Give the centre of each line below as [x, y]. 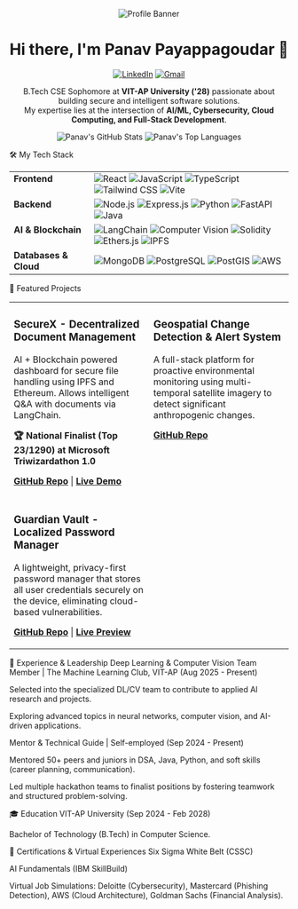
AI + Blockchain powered [66, 360]
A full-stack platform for [204, 360]
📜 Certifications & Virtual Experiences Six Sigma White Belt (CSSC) [131, 851]
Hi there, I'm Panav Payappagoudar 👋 [149, 50]
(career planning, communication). [72, 769]
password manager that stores [77, 579]
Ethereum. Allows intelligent [71, 392]
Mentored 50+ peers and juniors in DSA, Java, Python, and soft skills [135, 760]
